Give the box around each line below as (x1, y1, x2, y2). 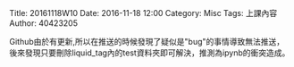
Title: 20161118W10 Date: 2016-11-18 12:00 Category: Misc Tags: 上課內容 (9, 8, 278, 18)
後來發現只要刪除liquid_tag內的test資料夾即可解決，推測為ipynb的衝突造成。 (9, 47, 290, 58)
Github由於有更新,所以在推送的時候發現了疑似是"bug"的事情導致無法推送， (9, 37, 285, 46)
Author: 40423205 (9, 18, 79, 29)
